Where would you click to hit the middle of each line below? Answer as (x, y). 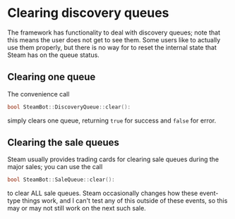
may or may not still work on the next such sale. (77, 208)
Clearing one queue (52, 77)
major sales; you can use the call (55, 167)
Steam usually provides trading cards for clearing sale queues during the (113, 159)
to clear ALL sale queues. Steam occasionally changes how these (103, 193)
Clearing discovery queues (88, 13)
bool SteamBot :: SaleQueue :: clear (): (61, 180)
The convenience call (38, 94)
